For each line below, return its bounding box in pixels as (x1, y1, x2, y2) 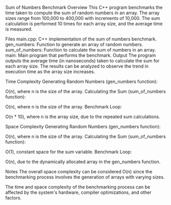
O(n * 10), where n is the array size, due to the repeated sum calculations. (5, 113, 160, 120)
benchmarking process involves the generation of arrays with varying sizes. (5, 174, 165, 180)
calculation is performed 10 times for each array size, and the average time (5, 20, 163, 27)
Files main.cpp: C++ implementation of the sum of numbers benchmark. (5, 36, 157, 42)
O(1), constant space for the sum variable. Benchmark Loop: (5, 149, 132, 155)
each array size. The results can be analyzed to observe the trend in (5, 63, 149, 69)
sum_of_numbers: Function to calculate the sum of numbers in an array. (5, 47, 156, 53)
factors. (5, 195, 22, 201)
